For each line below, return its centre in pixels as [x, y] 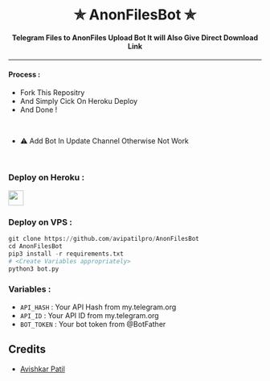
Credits [27, 349]
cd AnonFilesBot [35, 246]
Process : [25, 74]
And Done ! [39, 110]
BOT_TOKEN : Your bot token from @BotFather [93, 324]
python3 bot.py [34, 269]
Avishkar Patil [43, 369]
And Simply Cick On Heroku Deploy [79, 101]
